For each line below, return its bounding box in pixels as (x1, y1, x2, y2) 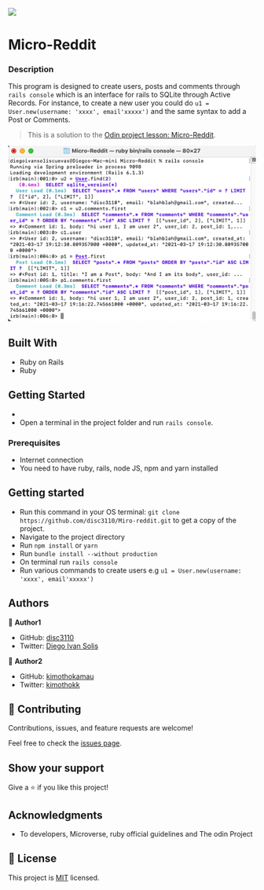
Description (8, 64, 54, 75)
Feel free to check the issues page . (8, 738, 122, 748)
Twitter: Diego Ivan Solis (19, 641, 99, 650)
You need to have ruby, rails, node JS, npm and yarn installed (19, 463, 218, 473)
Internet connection (19, 455, 84, 464)
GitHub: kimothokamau (19, 672, 94, 681)
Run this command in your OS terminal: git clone (19, 507, 180, 516)
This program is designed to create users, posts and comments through (8, 82, 241, 91)
